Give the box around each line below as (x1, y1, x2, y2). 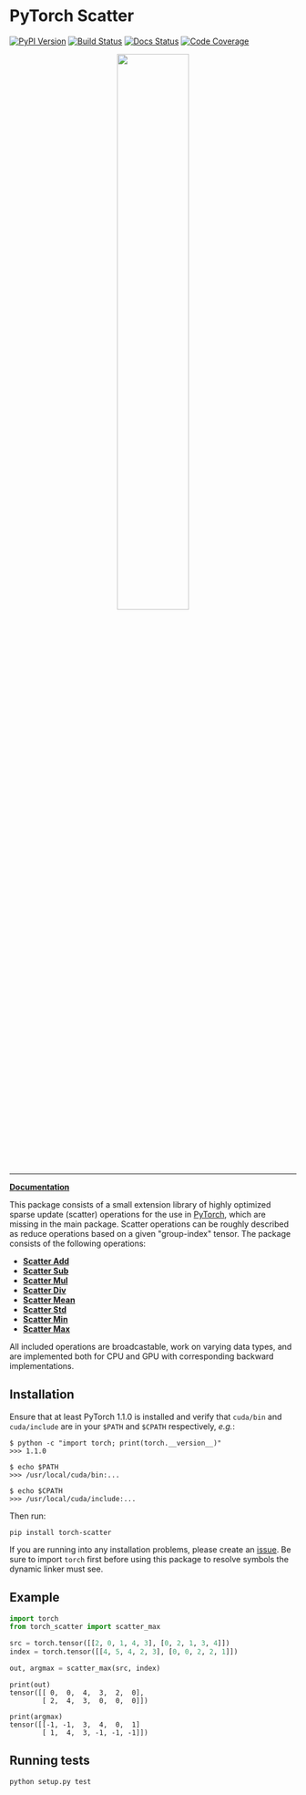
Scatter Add (22, 1255, 70, 1266)
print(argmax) (9, 1712, 64, 1721)
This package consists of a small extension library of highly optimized (9, 1198, 271, 1209)
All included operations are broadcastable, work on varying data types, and (9, 1341, 292, 1352)
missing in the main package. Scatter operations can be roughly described (9, 1219, 290, 1230)
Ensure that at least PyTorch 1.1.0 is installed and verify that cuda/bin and (9, 1411, 282, 1422)
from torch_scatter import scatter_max (9, 1623, 161, 1632)
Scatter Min (22, 1313, 68, 1324)
